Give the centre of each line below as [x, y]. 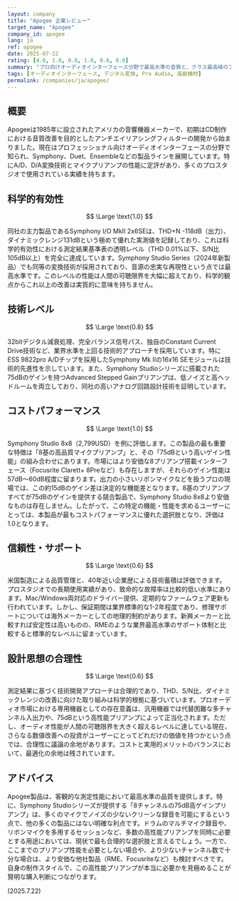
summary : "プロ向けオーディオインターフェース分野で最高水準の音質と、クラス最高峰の [118, 67]
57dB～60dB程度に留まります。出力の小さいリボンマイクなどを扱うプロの [116, 479]
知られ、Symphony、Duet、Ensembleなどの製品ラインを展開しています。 [116, 156]
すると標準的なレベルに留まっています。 [72, 634]
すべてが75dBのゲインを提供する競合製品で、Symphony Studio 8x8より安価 [118, 497]
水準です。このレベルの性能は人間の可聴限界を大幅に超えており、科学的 [118, 276]
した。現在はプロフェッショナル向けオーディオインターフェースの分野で [125, 148]
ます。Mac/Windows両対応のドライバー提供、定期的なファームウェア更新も [118, 598]
